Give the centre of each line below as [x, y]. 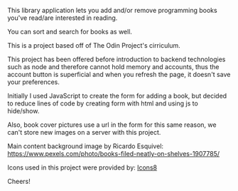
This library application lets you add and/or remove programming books [113, 10]
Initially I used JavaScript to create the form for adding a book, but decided [117, 96]
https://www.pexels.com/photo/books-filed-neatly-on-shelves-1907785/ [114, 154]
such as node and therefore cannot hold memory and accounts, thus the [113, 67]
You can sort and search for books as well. [70, 32]
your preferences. [34, 82]
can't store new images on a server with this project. [84, 132]
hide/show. [23, 111]
